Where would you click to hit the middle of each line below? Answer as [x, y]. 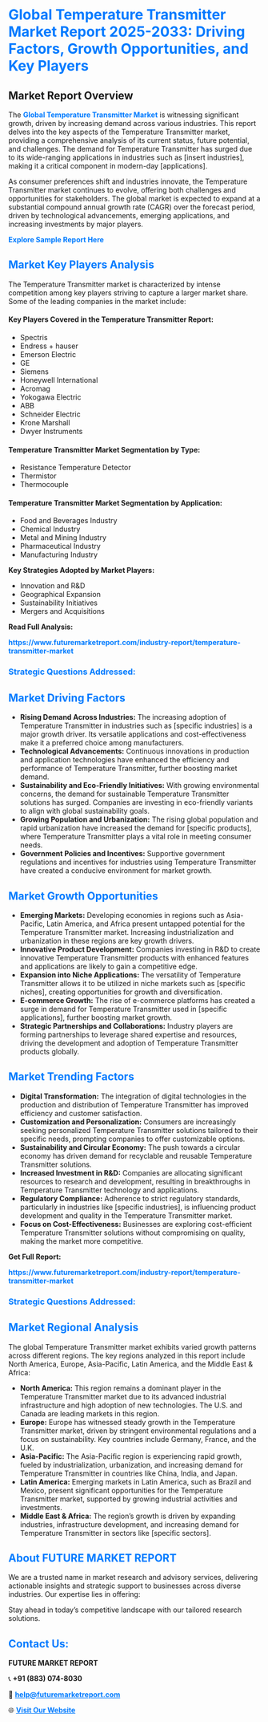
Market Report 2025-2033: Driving [127, 32]
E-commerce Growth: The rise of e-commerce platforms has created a [138, 1000]
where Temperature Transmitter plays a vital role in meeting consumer [136, 837]
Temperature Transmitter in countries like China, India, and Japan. [128, 1473]
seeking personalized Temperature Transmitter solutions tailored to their [139, 1130]
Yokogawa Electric [50, 397]
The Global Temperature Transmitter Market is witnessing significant [124, 115]
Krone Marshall [45, 423]
